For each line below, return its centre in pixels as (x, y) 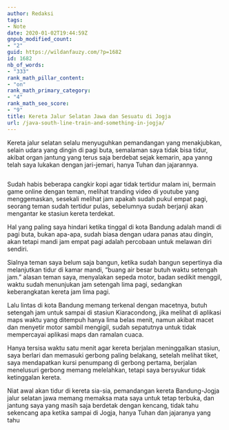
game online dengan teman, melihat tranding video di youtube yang (103, 191)
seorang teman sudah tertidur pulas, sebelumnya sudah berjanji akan (106, 206)
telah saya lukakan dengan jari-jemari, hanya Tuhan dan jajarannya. (103, 165)
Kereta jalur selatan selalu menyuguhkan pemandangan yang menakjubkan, (114, 142)
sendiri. (18, 249)
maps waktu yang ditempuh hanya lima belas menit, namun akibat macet (110, 319)
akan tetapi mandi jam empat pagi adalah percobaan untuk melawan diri (109, 241)
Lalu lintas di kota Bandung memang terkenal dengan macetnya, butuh (107, 305)
